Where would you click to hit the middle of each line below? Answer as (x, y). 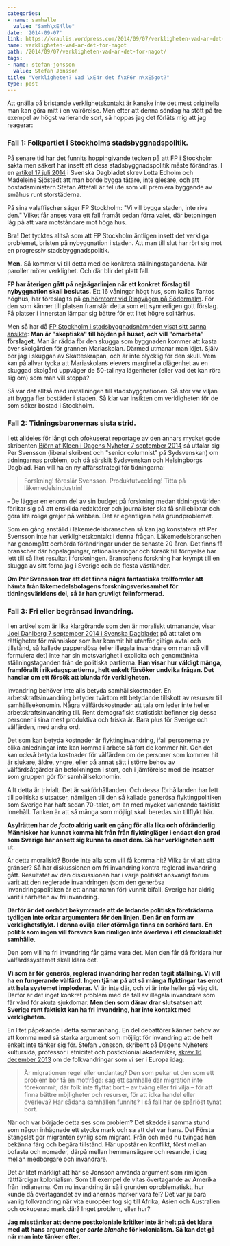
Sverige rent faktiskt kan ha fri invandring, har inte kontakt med (99, 1010)
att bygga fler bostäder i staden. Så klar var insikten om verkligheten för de (113, 398)
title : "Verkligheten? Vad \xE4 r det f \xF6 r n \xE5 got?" (88, 77)
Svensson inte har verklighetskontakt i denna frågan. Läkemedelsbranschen (114, 536)
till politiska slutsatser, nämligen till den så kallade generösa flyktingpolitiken (114, 798)
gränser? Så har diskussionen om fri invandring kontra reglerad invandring (112, 868)
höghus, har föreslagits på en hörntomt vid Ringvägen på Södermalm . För (111, 299)
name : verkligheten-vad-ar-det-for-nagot (67, 45)
